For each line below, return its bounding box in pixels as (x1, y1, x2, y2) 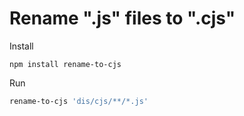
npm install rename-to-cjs (9, 59, 122, 69)
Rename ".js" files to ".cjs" (9, 7, 236, 30)
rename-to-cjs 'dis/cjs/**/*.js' (9, 96, 149, 106)
